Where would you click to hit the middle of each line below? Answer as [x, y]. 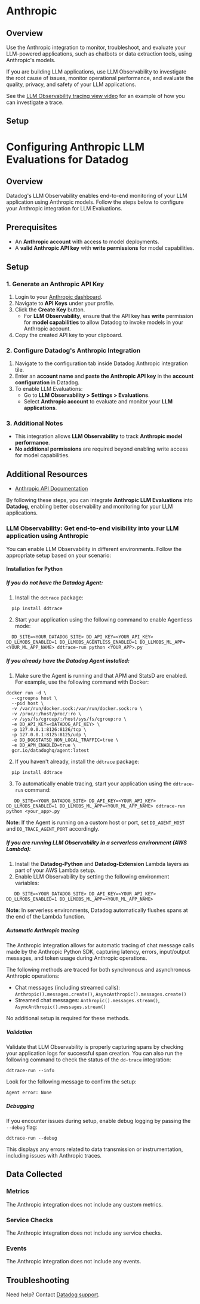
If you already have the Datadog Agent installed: [68, 660]
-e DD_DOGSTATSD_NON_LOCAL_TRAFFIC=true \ [65, 740]
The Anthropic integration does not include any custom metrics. [84, 1204]
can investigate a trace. [35, 102]
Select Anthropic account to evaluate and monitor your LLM [98, 402]
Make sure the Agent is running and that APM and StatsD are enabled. [101, 676]
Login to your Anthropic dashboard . [59, 296]
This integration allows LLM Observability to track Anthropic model [99, 436]
